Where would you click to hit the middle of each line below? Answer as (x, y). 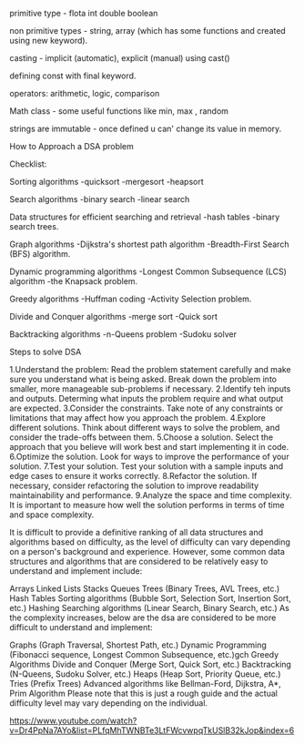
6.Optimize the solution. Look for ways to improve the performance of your (149, 456)
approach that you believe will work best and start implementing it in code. (149, 447)
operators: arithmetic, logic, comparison (85, 93)
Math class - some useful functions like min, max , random (119, 111)
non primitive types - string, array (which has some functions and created (148, 31)
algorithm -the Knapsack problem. (74, 281)
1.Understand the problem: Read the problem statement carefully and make (150, 369)
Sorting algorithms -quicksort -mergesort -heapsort (107, 182)
